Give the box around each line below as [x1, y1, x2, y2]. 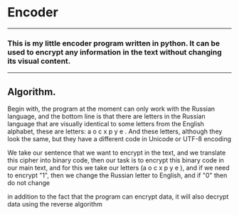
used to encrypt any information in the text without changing [7, 47, 222, 57]
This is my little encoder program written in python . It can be [7, 38, 221, 48]
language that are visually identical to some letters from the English [7, 120, 205, 128]
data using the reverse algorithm [7, 200, 103, 209]
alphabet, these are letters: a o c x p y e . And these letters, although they [7, 127, 223, 136]
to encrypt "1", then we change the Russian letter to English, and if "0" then [7, 171, 228, 180]
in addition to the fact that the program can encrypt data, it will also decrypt [7, 192, 229, 201]
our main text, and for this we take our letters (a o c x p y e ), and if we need [7, 164, 230, 172]
